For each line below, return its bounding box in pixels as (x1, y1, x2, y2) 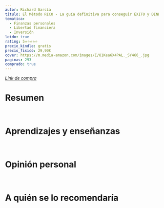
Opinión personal (5, 159, 77, 170)
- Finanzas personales (9, 21, 56, 26)
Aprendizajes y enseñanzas (5, 126, 121, 137)
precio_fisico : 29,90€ (5, 48, 51, 53)
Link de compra (5, 75, 37, 81)
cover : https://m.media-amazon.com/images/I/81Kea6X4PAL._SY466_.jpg (5, 52, 150, 58)
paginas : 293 (5, 57, 32, 62)
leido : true (5, 35, 29, 40)
